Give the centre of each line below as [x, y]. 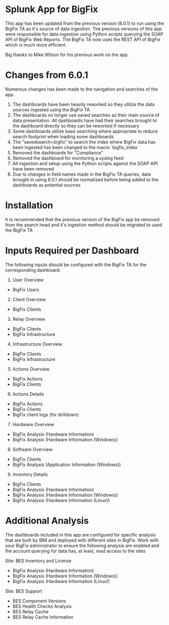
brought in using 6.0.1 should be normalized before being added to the [86, 179]
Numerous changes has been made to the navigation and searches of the [81, 89]
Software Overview [33, 449]
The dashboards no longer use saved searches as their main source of [86, 115]
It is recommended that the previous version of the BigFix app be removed [82, 219]
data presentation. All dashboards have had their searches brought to [85, 120]
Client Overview [29, 299]
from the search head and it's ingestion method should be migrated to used [84, 225]
